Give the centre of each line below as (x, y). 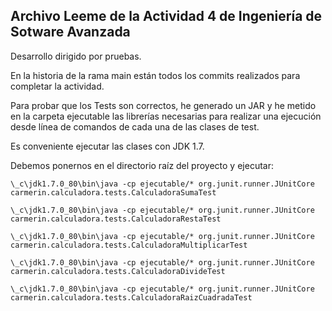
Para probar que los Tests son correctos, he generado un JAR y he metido (163, 105)
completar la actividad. (57, 86)
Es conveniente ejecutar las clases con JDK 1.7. (107, 146)
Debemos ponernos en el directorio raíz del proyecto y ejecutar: (142, 165)
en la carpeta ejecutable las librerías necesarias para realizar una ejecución (166, 116)
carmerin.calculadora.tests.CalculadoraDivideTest (118, 271)
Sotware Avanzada (70, 32)
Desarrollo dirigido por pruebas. (76, 56)
